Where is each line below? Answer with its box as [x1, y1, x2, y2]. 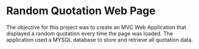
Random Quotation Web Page [6, 4, 156, 18]
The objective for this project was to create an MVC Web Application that [6, 24, 187, 31]
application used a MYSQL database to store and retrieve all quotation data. [6, 36, 194, 43]
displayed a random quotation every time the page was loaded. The [6, 30, 173, 37]
